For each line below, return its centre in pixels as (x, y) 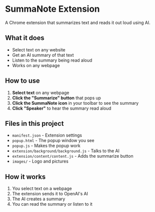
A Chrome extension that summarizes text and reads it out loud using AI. (78, 23)
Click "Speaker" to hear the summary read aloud (62, 108)
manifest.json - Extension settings (47, 135)
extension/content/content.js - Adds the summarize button (73, 156)
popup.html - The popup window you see (53, 141)
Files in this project (35, 123)
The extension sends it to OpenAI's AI (50, 194)
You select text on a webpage (42, 188)
